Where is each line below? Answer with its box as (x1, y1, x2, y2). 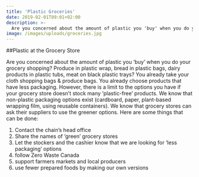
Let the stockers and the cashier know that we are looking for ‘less (14, 139, 178, 146)
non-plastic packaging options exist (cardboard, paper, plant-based (6, 96, 172, 104)
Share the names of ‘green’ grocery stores (14, 133, 118, 140)
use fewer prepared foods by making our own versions (14, 164, 149, 172)
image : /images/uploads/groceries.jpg (6, 31, 102, 37)
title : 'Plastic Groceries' (6, 8, 76, 15)
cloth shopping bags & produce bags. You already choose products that (6, 78, 182, 85)
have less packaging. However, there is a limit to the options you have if (6, 83, 181, 91)
